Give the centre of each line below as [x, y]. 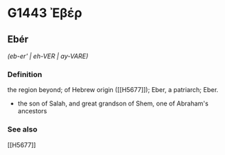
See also [22, 130]
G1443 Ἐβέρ [45, 13]
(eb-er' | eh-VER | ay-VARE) [48, 56]
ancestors [32, 111]
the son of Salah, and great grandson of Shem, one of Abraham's [113, 103]
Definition [25, 74]
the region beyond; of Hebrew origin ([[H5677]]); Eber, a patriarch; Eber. [113, 90]
